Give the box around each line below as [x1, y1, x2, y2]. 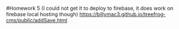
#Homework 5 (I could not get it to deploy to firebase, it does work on [6, 5, 174, 11]
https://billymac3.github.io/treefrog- [79, 11, 166, 18]
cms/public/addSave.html [6, 17, 68, 23]
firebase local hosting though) [6, 11, 79, 18]
